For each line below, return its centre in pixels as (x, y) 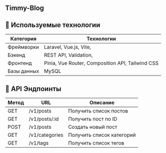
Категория (23, 39)
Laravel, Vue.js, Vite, (68, 47)
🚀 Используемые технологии (53, 25)
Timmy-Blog (25, 8)
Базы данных (24, 71)
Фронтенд (20, 63)
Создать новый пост (93, 127)
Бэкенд (17, 55)
